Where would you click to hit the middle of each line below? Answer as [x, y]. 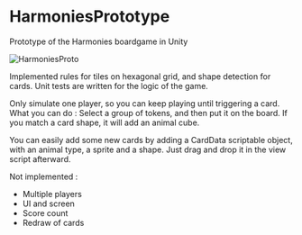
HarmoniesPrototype [90, 17]
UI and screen [48, 203]
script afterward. [40, 158]
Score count [45, 212]
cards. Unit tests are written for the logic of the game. [109, 86]
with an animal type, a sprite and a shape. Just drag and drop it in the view [148, 149]
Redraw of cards [53, 222]
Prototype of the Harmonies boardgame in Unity [99, 41]
